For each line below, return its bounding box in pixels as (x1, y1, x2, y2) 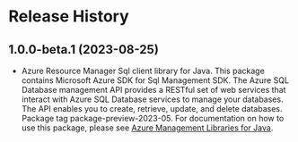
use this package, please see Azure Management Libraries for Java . (21, 122, 274, 133)
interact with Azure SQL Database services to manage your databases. (21, 94, 284, 104)
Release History (8, 6, 129, 27)
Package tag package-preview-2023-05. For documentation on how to (21, 113, 285, 123)
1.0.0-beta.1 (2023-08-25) (8, 42, 159, 57)
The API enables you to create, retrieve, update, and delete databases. (21, 104, 284, 113)
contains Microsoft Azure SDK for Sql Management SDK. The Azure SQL (21, 75, 289, 86)
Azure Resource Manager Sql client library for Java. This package (21, 65, 266, 76)
